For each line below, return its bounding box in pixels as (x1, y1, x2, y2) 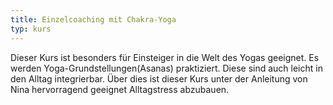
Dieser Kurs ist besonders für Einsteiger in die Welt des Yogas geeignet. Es (10, 51, 320, 63)
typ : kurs (10, 24, 52, 34)
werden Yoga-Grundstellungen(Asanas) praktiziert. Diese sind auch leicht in (10, 62, 323, 74)
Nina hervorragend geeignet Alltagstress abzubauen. (10, 83, 230, 95)
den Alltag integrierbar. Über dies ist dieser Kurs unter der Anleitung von (10, 72, 308, 85)
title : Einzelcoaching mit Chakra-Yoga (10, 14, 177, 25)
